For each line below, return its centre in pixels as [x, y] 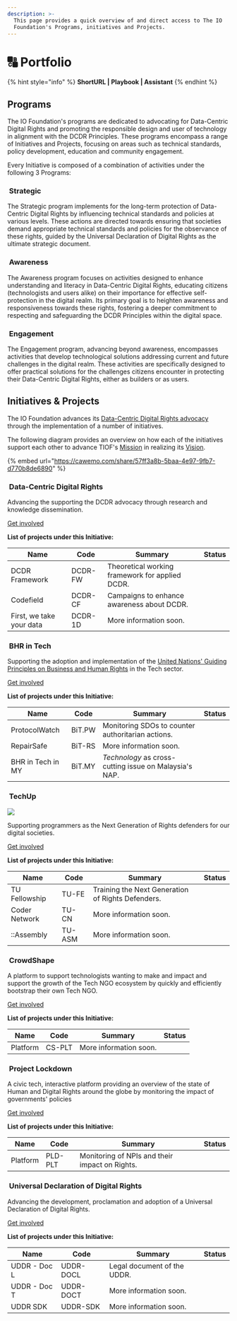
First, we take [33, 616]
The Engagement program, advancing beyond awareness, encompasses [113, 349]
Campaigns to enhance [146, 596]
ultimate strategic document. [49, 244]
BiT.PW [84, 730]
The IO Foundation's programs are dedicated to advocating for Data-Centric [118, 122]
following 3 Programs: [39, 173]
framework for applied [144, 575]
